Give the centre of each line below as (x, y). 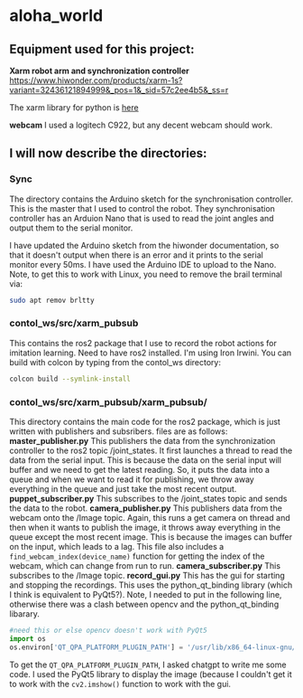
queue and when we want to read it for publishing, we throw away (132, 479)
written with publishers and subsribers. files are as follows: (119, 431)
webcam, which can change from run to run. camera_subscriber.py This (145, 566)
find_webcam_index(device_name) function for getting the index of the (137, 556)
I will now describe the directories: (108, 153)
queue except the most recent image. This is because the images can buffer (151, 537)
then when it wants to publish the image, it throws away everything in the (145, 528)
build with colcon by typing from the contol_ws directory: (115, 362)
